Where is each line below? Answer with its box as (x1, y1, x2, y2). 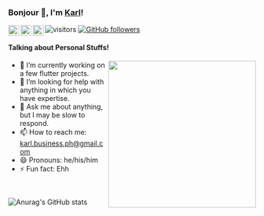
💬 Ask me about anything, (19, 102, 104, 111)
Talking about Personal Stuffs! (8, 42, 109, 52)
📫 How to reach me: (19, 127, 87, 136)
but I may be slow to (19, 110, 86, 120)
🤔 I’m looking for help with (19, 77, 104, 86)
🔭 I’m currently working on (19, 60, 105, 70)
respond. (19, 118, 49, 128)
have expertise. (19, 93, 70, 103)
